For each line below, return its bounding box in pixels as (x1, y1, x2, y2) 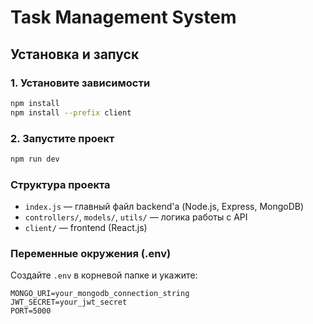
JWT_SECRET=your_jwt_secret (10, 297, 128, 308)
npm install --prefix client (10, 107, 132, 118)
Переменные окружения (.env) (10, 247, 172, 261)
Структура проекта (10, 177, 111, 191)
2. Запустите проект (10, 131, 115, 145)
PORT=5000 (10, 306, 52, 316)
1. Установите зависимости (10, 76, 151, 90)
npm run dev (10, 154, 60, 164)
